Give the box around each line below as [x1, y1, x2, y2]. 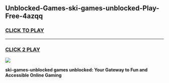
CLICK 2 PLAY [5, 46, 40, 53]
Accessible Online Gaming [5, 72, 62, 78]
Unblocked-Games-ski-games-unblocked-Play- [5, 4, 159, 13]
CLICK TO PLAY [5, 27, 44, 34]
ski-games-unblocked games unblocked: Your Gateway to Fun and [5, 66, 148, 72]
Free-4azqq [5, 12, 43, 21]
